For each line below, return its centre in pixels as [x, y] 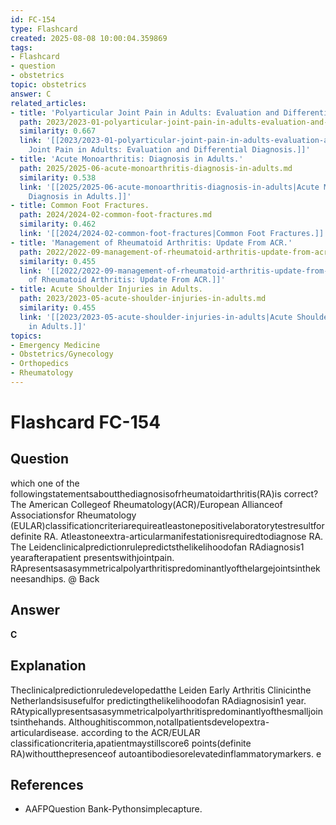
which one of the [45, 483]
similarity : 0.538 [58, 177]
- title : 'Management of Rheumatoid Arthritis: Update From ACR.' [151, 242]
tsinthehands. [38, 722]
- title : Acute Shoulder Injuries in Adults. [106, 289]
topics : [26, 336]
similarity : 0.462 [58, 224]
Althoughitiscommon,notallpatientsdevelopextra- [169, 722]
